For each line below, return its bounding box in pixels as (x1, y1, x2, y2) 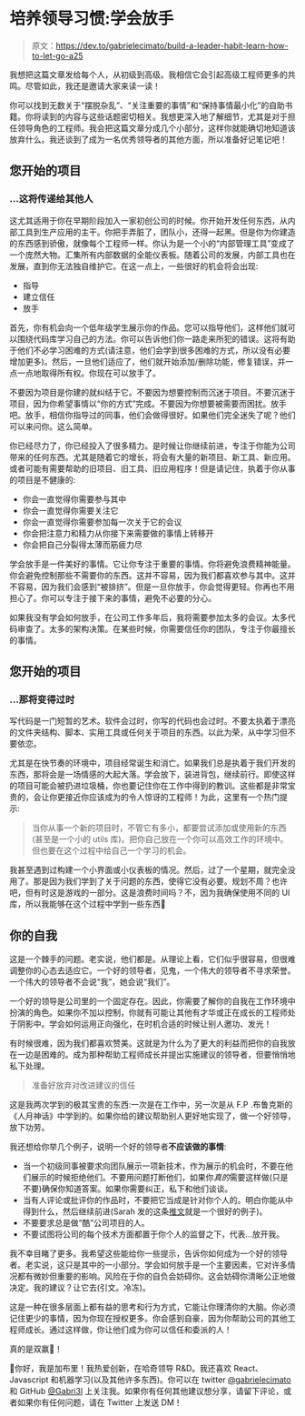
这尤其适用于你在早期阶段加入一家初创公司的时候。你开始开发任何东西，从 (9, 215, 288, 226)
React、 (233, 1363, 263, 1374)
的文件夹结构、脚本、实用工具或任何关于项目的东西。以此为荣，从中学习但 (9, 727, 288, 738)
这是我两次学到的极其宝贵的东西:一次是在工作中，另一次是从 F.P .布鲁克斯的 (9, 1100, 293, 1110)
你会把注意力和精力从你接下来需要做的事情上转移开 (22, 527, 214, 538)
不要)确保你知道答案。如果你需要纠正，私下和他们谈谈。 (22, 1183, 233, 1194)
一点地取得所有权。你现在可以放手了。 (16, 367, 161, 378)
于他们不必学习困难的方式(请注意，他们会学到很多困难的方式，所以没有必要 (9, 345, 291, 356)
